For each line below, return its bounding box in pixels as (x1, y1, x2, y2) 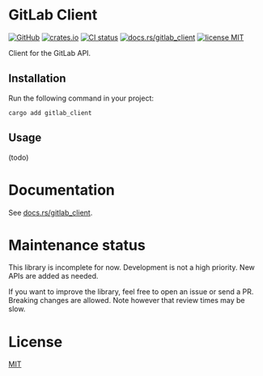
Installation (8, 71, 66, 86)
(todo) (8, 152, 29, 162)
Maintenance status (8, 236, 146, 254)
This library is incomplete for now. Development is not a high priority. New (8, 263, 255, 272)
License (8, 332, 63, 351)
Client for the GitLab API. (8, 48, 91, 58)
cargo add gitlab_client (8, 109, 92, 117)
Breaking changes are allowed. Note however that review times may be (8, 296, 245, 305)
